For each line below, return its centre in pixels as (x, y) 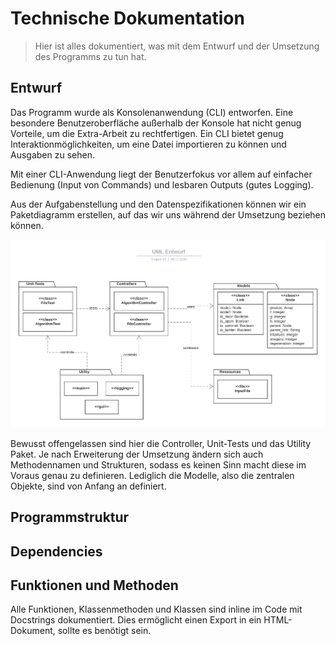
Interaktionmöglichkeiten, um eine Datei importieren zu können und (148, 144)
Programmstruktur (70, 517)
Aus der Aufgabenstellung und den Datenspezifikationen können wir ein (158, 204)
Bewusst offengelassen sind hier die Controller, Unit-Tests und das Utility (161, 443)
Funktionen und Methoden (94, 585)
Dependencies (56, 551)
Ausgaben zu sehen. (52, 154)
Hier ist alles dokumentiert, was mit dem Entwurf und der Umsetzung (177, 46)
